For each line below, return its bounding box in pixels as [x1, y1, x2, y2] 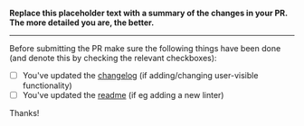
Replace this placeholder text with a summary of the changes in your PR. [9, 8, 288, 18]
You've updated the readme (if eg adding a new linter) [22, 90, 224, 101]
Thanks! [9, 108, 40, 119]
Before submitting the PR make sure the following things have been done [9, 43, 281, 53]
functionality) [22, 80, 72, 91]
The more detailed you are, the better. [9, 17, 155, 28]
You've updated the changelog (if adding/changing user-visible [22, 70, 259, 80]
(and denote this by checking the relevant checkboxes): [9, 53, 217, 63]
